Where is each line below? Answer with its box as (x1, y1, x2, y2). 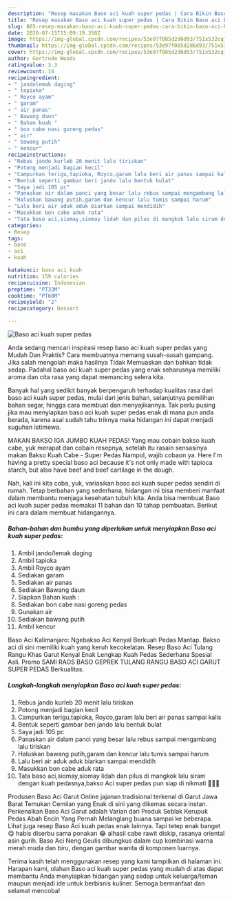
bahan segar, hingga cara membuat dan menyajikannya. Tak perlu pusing (8, 401, 216, 409)
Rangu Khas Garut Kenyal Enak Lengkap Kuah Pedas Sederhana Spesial (8, 650, 212, 658)
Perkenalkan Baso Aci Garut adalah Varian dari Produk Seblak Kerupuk (8, 807, 209, 815)
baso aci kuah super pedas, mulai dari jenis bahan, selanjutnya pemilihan (8, 394, 215, 401)
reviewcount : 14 (8, 68, 54, 75)
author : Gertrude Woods (8, 55, 76, 62)
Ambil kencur (17, 622, 56, 631)
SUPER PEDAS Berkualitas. (8, 664, 85, 673)
